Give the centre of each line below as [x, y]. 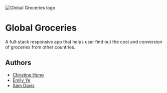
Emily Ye [21, 80]
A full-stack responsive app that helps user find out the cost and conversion [84, 41]
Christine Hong [28, 74]
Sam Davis [24, 85]
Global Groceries [41, 28]
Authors [18, 63]
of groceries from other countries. [40, 47]
